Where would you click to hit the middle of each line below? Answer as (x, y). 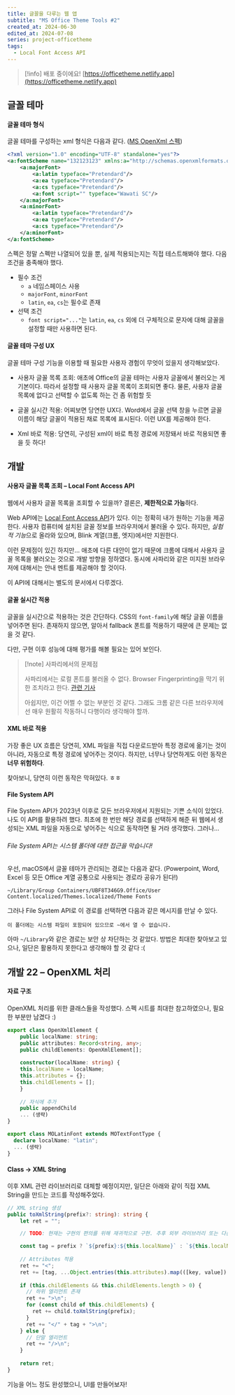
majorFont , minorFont (58, 294)
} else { (33, 1331)
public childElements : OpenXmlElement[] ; (81, 1050)
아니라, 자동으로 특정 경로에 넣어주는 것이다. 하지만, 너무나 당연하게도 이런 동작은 (117, 754)
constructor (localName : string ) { (70, 1063)
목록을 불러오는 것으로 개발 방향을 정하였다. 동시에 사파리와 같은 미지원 (111, 558)
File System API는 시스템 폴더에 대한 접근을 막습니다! (80, 846)
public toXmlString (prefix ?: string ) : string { (78, 1214)
